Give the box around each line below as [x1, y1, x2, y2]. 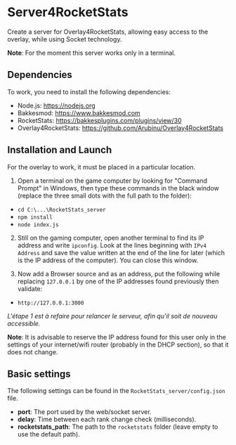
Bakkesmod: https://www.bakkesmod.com [17, 108, 140, 117]
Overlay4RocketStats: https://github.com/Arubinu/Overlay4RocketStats [17, 124, 223, 132]
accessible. [7, 319, 41, 328]
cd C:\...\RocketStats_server [17, 206, 107, 213]
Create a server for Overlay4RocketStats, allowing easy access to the [7, 27, 209, 36]
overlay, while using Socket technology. [7, 34, 122, 43]
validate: [17, 284, 43, 292]
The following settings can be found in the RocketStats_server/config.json [7, 387, 225, 395]
